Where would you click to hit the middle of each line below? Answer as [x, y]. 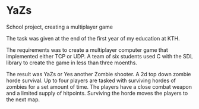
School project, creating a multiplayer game [59, 27]
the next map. [23, 99]
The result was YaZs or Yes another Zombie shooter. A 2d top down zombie [99, 74]
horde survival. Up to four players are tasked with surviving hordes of [91, 80]
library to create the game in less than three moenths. [72, 63]
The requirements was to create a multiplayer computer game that [87, 50]
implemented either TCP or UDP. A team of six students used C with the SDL [100, 56]
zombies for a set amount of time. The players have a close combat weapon [99, 86]
